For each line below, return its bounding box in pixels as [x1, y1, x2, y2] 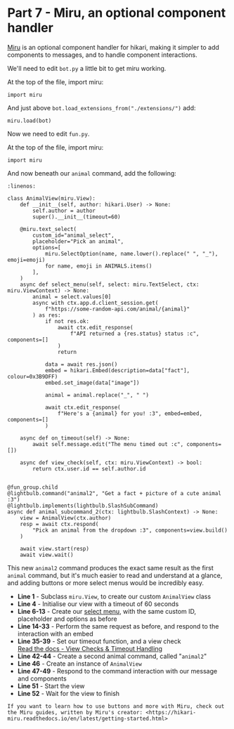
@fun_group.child [7, 483, 58, 491]
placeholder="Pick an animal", [32, 237, 124, 245]
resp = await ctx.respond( [20, 520, 99, 527]
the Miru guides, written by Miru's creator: [7, 709, 143, 716]
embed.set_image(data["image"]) [44, 379, 140, 386]
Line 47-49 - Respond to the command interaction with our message [17, 666, 218, 675]
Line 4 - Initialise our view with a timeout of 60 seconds [17, 599, 179, 608]
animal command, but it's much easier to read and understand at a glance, [7, 571, 223, 579]
